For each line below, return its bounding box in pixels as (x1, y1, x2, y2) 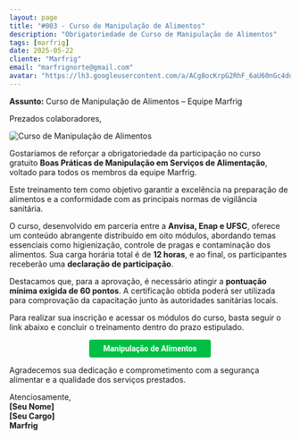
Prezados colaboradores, (9, 113, 103, 123)
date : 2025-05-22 (9, 47, 74, 55)
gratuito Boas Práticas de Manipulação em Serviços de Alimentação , (9, 157, 268, 168)
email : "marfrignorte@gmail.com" (9, 63, 134, 72)
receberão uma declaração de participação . (9, 258, 174, 269)
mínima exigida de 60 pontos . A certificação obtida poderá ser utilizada (9, 285, 276, 296)
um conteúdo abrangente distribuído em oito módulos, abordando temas (9, 230, 277, 241)
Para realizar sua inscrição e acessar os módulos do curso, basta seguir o (9, 312, 281, 323)
